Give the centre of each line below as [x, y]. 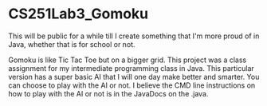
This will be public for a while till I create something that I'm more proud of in [134, 36]
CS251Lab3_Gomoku [79, 14]
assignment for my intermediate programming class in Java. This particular [132, 68]
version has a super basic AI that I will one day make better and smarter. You [134, 77]
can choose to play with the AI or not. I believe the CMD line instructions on [132, 85]
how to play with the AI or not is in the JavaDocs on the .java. [108, 93]
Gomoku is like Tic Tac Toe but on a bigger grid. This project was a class [128, 60]
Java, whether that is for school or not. [72, 44]
